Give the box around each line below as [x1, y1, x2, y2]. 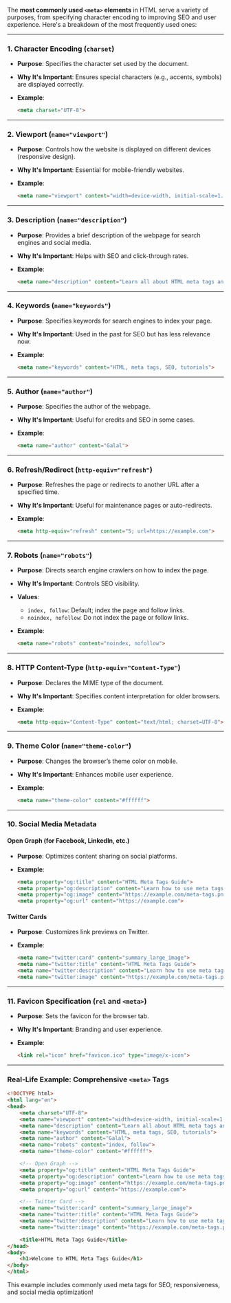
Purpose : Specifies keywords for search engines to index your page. [16, 316, 212, 325]
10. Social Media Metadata [7, 819, 98, 829]
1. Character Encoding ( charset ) [7, 44, 115, 54]
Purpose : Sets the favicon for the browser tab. [16, 1012, 149, 1020]
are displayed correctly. [16, 80, 85, 89]
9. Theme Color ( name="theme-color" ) [7, 741, 132, 751]
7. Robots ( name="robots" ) [7, 550, 93, 560]
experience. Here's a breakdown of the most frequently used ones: [7, 21, 197, 28]
